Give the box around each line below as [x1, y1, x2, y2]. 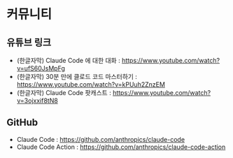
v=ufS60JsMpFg [16, 64, 66, 72]
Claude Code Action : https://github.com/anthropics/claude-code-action [16, 143, 226, 151]
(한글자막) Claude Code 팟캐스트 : [16, 89, 111, 96]
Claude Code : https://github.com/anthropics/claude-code [16, 135, 185, 143]
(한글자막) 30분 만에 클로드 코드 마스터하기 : [16, 73, 138, 80]
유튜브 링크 [6, 36, 52, 48]
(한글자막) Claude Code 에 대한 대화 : [16, 57, 120, 64]
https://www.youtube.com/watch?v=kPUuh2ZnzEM [16, 80, 166, 88]
